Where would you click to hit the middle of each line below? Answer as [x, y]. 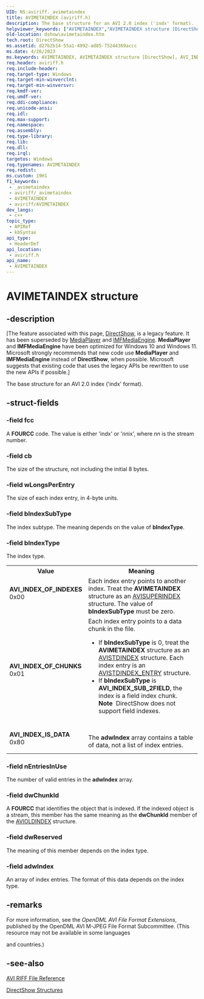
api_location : [24, 249]
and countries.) [25, 944]
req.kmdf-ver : [24, 91]
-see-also [25, 963]
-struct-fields [32, 403]
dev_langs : [20, 210]
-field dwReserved [34, 837]
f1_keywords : [23, 182]
